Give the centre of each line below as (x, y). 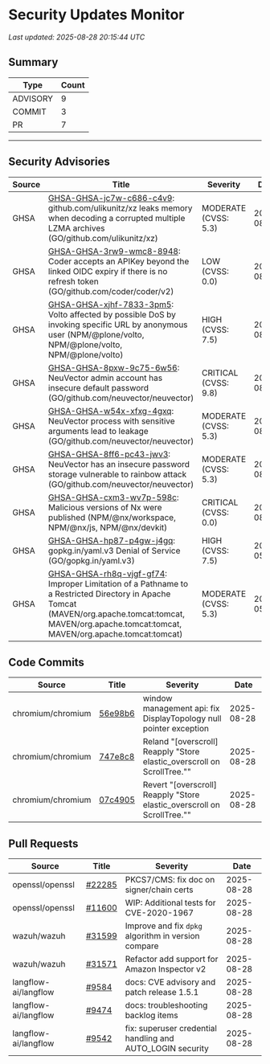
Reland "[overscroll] (180, 742)
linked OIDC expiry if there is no (108, 271)
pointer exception (176, 729)
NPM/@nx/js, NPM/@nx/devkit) (108, 527)
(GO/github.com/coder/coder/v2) (111, 291)
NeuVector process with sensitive (111, 421)
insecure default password (98, 387)
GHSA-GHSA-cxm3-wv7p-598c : (113, 497)
